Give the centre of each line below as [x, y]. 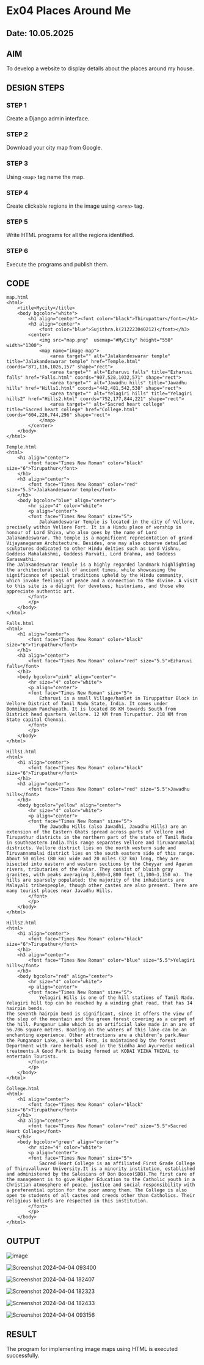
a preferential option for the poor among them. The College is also [97, 1190]
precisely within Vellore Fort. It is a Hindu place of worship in [94, 527]
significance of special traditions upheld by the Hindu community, [95, 576]
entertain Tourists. [33, 1057]
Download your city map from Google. [54, 148]
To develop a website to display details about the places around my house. [100, 68]
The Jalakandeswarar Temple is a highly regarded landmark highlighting [101, 565]
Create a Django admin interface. [48, 119]
